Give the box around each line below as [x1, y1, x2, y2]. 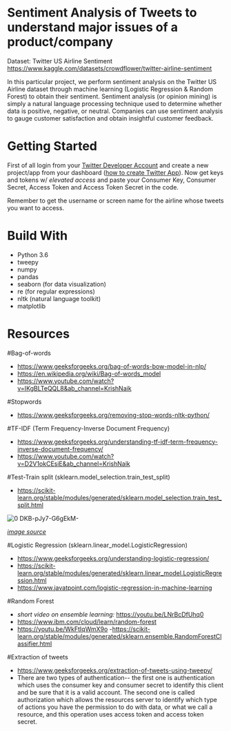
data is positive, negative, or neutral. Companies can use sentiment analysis [7, 107, 223, 115]
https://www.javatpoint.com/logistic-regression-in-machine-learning [17, 584, 212, 592]
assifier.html [17, 639, 52, 648]
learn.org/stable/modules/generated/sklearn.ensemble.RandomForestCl [17, 632, 222, 640]
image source [7, 527, 47, 535]
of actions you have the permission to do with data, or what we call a [17, 703, 213, 711]
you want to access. [7, 203, 64, 212]
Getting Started [7, 138, 98, 154]
